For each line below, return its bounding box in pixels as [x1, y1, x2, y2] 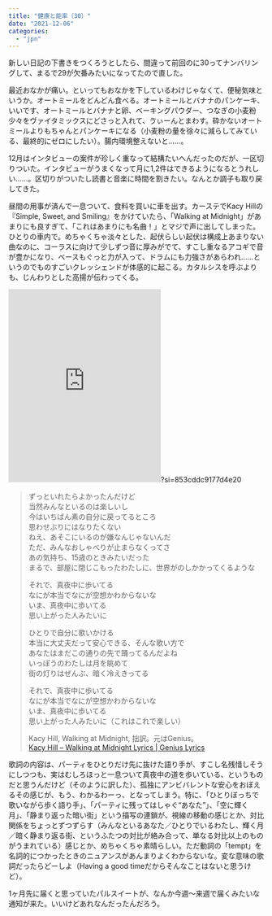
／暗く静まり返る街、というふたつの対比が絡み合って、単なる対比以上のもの [8, 831, 264, 840]
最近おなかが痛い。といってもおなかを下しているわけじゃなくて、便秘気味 [8, 85, 257, 95]
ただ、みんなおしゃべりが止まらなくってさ [28, 543, 171, 552]
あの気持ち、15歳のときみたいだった [28, 552, 150, 562]
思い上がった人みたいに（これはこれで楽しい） [28, 717, 185, 726]
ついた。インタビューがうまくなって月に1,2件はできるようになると [15, 164, 238, 173]
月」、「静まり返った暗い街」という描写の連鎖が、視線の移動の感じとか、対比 [8, 810, 265, 820]
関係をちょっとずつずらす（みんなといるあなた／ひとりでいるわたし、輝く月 [8, 821, 264, 831]
